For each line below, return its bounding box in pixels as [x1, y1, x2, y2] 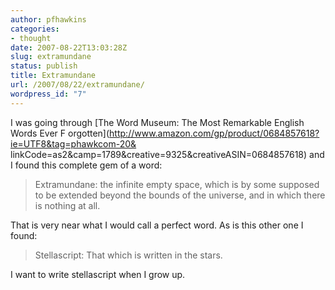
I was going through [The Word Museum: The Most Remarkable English [10, 116, 305, 128]
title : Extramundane [10, 71, 97, 81]
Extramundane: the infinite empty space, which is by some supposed [34, 178, 320, 190]
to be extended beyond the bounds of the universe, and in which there [34, 189, 326, 201]
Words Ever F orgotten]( [10, 127, 110, 139]
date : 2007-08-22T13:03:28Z [10, 42, 128, 53]
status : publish [10, 61, 78, 71]
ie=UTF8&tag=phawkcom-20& [10, 137, 137, 150]
